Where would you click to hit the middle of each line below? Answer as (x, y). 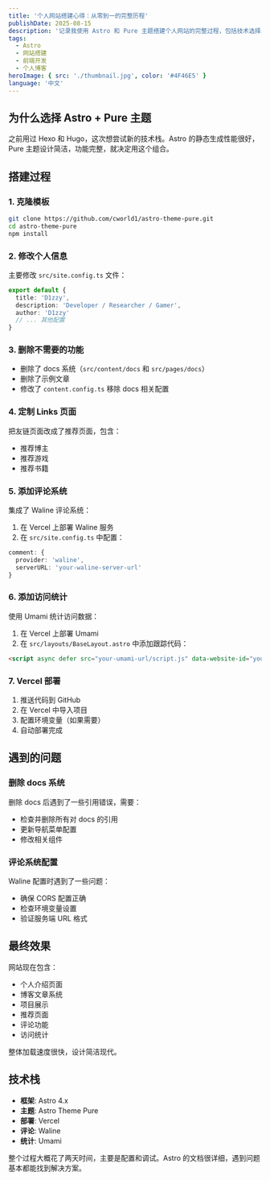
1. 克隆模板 (29, 201)
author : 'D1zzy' (43, 313)
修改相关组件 (41, 839)
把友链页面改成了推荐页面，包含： (65, 431)
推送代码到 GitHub (50, 700)
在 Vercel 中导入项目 (54, 710)
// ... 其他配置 (41, 320)
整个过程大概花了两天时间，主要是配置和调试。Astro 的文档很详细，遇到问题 (134, 1157)
